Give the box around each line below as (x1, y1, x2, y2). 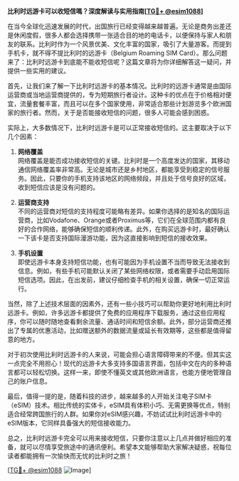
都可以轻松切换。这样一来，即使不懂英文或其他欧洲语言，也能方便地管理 (13, 368, 225, 376)
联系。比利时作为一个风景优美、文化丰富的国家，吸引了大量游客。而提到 (19, 40, 232, 48)
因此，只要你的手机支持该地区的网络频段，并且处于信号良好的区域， (30, 174, 230, 182)
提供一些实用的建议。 (7, 67, 70, 75)
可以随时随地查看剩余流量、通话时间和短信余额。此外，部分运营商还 (26, 317, 225, 326)
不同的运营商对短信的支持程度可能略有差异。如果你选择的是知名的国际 (17, 207, 224, 216)
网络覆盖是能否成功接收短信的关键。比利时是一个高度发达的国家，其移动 (17, 157, 230, 164)
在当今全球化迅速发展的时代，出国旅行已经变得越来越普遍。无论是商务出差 (7, 22, 225, 31)
